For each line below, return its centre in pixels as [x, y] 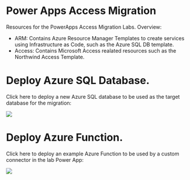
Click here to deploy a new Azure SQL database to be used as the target [93, 96]
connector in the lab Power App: [45, 160]
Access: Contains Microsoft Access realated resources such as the [95, 50]
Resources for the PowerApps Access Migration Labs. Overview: [84, 27]
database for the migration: [39, 103]
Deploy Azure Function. [65, 138]
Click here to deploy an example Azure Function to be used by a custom [93, 154]
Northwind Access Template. [49, 57]
